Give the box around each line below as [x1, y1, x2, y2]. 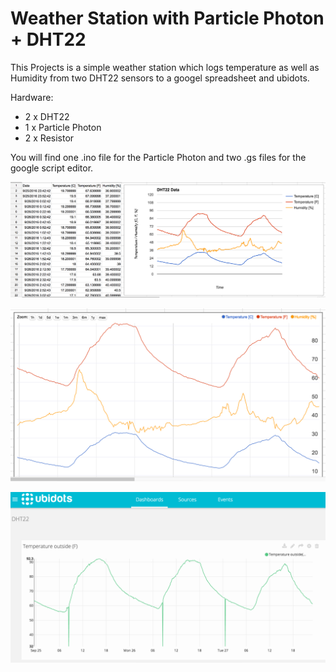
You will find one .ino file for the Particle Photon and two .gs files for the [10, 151, 307, 163]
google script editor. [10, 162, 94, 174]
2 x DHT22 [24, 110, 70, 122]
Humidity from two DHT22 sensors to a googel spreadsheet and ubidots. [10, 72, 310, 84]
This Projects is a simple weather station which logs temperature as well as [10, 61, 320, 73]
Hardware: [10, 91, 54, 103]
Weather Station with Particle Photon [10, 7, 325, 30]
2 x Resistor [24, 132, 75, 144]
